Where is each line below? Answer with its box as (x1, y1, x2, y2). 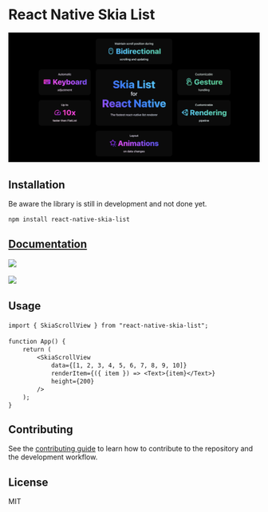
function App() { (8, 337, 66, 345)
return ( (22, 345, 52, 353)
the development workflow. (8, 452, 98, 462)
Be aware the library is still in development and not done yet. (8, 199, 207, 209)
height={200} (50, 377, 94, 385)
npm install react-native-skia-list (8, 215, 130, 224)
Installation (8, 178, 65, 191)
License (8, 475, 49, 489)
